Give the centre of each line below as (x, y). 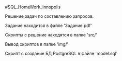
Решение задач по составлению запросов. (49, 16)
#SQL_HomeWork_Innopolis (33, 7)
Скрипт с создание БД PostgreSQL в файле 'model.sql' (61, 53)
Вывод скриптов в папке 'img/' (37, 44)
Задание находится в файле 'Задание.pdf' (48, 25)
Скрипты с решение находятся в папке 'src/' (51, 35)
